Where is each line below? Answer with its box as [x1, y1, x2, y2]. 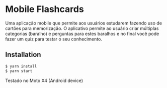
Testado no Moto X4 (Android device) [5, 77, 83, 83]
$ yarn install [5, 63, 37, 68]
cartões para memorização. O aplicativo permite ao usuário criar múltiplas [5, 25, 159, 31]
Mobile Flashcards [5, 3, 84, 15]
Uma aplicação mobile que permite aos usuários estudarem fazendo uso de [5, 20, 162, 26]
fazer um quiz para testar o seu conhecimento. [5, 36, 102, 42]
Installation [5, 50, 41, 59]
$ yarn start [5, 68, 33, 73]
